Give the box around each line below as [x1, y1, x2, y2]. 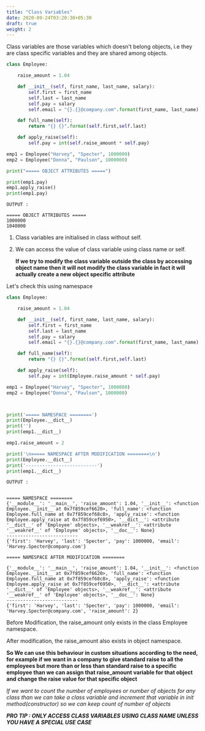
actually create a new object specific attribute [15, 271, 135, 278]
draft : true [6, 20, 37, 26]
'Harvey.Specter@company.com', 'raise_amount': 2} [6, 608, 139, 614]
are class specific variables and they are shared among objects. [6, 50, 168, 57]
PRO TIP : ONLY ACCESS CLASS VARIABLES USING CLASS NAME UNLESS [6, 712, 199, 719]
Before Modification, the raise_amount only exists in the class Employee [6, 619, 188, 627]
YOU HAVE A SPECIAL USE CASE [6, 719, 92, 726]
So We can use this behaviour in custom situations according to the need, [6, 649, 198, 657]
